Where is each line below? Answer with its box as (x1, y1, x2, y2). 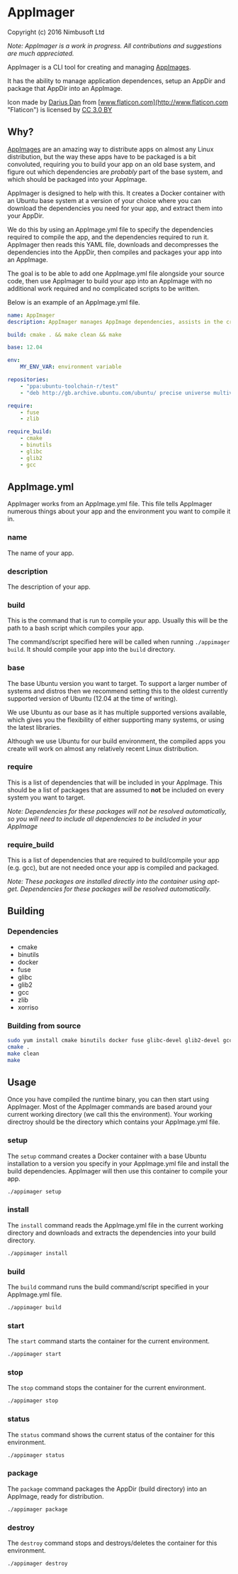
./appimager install (7, 1250, 69, 1257)
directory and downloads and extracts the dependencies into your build (7, 1228, 216, 1237)
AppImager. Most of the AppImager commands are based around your (7, 1103, 212, 1111)
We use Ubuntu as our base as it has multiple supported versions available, (7, 708, 227, 716)
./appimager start (7, 1350, 62, 1358)
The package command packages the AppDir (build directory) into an (7, 1485, 207, 1493)
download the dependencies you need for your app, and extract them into (7, 204, 223, 212)
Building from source (7, 1020, 81, 1030)
